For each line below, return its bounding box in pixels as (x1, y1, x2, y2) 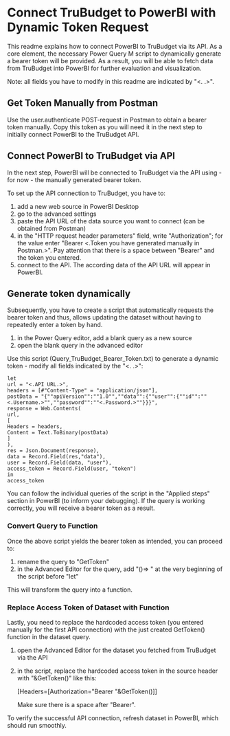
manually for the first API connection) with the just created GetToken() (7, 625, 205, 634)
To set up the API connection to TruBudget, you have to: (7, 189, 166, 197)
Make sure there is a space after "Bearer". (16, 700, 136, 709)
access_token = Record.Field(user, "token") (7, 465, 137, 472)
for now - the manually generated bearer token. (7, 175, 141, 183)
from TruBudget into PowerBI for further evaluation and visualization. (7, 64, 202, 72)
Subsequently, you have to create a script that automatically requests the (7, 306, 214, 314)
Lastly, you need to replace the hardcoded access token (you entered (7, 618, 204, 626)
